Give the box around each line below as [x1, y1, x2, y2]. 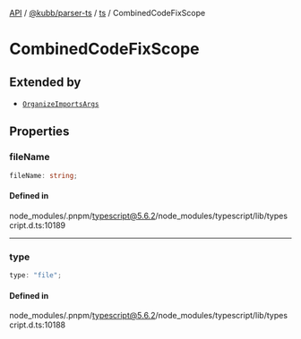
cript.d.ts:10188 [9, 319, 65, 330]
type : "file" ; [9, 271, 63, 280]
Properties [9, 124, 70, 140]
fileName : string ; [9, 171, 78, 180]
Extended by [9, 74, 82, 89]
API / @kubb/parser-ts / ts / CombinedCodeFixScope [9, 8, 206, 18]
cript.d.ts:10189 [9, 219, 66, 231]
